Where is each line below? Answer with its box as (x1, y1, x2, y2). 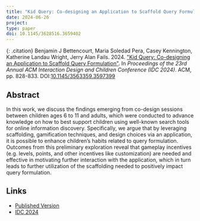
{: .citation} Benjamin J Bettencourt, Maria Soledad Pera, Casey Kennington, (6, 47, 192, 54)
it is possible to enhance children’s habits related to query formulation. (6, 137, 179, 144)
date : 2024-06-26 (6, 14, 49, 20)
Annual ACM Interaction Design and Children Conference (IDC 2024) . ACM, (6, 66, 192, 73)
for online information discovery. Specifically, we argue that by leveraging (6, 124, 187, 132)
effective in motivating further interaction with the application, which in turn (6, 156, 191, 163)
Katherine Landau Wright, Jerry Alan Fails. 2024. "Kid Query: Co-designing (6, 54, 190, 61)
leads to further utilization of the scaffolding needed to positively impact (6, 162, 183, 170)
